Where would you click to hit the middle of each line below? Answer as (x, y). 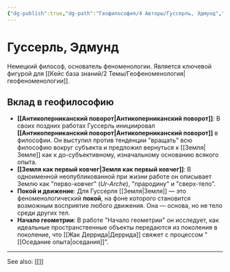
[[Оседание (34, 242)
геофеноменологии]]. (38, 81)
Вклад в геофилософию (61, 102)
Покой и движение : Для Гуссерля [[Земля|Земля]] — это (102, 191)
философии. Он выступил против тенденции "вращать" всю (105, 140)
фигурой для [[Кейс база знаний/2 (57, 73)
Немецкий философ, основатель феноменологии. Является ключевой (110, 66)
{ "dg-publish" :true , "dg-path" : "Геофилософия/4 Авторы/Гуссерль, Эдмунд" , (115, 13)
